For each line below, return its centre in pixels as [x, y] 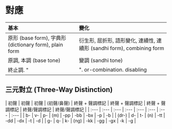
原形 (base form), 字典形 [37, 38]
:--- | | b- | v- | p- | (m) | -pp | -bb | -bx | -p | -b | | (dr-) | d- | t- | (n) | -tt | [88, 115]
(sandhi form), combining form [127, 48]
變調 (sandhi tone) [101, 60]
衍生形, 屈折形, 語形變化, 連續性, [117, 40]
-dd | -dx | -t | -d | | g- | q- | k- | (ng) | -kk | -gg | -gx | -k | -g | [71, 120]
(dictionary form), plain [35, 45]
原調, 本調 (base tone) [34, 60]
